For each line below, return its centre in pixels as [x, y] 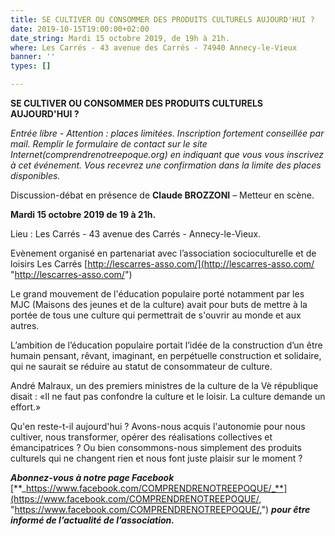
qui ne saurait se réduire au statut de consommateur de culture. [141, 366]
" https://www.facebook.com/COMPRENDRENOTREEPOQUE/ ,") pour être [160, 509]
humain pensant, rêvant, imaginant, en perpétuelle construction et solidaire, [166, 355]
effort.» [26, 407]
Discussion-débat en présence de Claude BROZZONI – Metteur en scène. [162, 195]
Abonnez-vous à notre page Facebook [92, 477]
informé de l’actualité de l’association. [92, 520]
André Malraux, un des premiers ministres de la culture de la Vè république [164, 385]
